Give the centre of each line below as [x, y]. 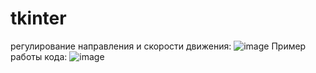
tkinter [38, 18]
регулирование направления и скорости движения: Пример [158, 46]
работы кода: [39, 56]
